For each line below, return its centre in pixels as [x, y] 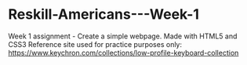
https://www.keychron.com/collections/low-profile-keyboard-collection [123, 52]
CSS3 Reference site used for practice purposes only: [95, 44]
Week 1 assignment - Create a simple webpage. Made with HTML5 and [123, 36]
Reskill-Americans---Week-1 [104, 14]
